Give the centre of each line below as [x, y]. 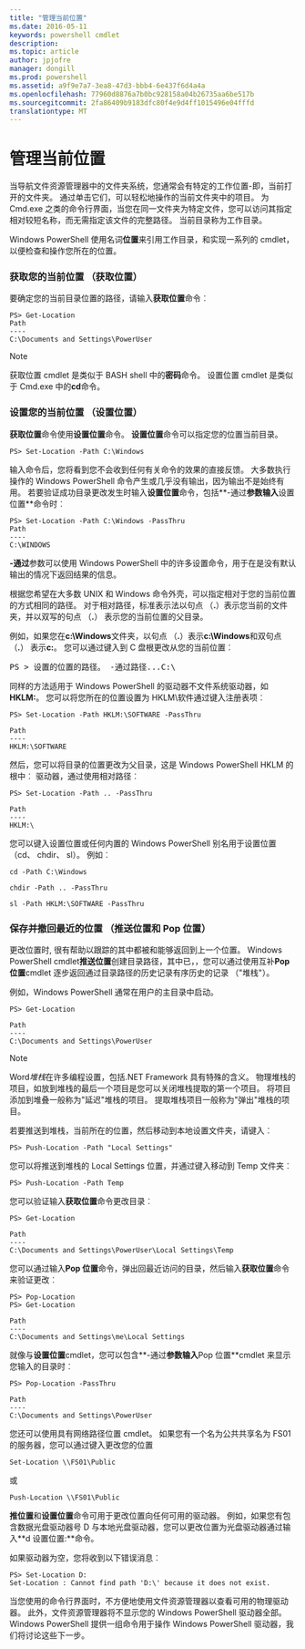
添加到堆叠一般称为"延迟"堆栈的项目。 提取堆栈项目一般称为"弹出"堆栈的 [146, 1100]
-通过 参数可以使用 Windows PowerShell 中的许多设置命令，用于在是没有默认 [153, 562]
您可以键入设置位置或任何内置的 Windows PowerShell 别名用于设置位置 [143, 843]
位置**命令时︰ [38, 503]
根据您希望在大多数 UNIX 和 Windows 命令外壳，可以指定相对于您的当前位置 [153, 593]
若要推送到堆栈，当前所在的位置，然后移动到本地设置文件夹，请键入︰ [141, 1130]
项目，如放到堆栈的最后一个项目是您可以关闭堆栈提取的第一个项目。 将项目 [150, 1088]
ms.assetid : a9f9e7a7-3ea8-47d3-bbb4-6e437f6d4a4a [107, 86]
